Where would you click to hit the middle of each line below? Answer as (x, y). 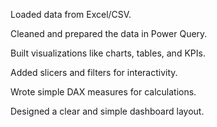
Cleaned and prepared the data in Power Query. (109, 33)
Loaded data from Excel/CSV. (71, 14)
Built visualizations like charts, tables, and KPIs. (108, 53)
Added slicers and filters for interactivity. (94, 72)
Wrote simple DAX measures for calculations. (103, 92)
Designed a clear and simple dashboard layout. (107, 111)
